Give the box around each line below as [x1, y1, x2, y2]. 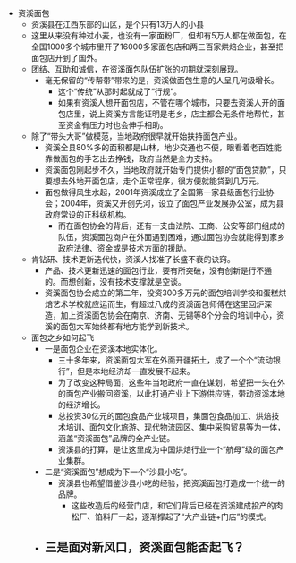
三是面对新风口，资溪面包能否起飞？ [44, 540, 245, 555]
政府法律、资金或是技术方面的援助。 [57, 243, 192, 253]
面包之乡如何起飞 [30, 332, 95, 343]
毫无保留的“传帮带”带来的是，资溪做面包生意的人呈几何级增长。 [44, 75, 279, 85]
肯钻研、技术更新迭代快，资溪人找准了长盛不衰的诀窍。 [30, 254, 235, 264]
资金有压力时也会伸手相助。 [65, 120, 168, 130]
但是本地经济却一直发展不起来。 [77, 366, 195, 376]
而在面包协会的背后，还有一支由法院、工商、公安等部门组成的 [57, 220, 286, 231]
